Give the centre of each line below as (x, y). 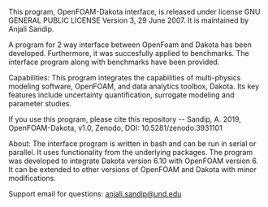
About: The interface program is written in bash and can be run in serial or (132, 144)
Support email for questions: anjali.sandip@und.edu (95, 194)
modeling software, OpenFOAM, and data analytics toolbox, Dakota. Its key (134, 86)
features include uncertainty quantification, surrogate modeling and (121, 95)
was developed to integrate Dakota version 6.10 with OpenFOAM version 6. (134, 161)
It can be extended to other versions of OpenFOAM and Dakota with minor (133, 169)
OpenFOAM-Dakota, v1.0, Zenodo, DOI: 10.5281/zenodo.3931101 (116, 128)
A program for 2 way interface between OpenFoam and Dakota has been (130, 45)
